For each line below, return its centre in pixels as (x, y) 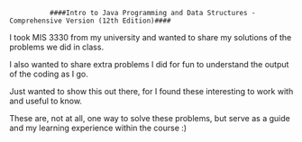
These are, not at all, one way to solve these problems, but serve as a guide (150, 118)
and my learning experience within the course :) (98, 128)
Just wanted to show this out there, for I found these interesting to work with (151, 91)
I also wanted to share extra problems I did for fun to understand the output (149, 64)
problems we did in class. (57, 47)
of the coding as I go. (49, 74)
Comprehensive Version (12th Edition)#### (90, 21)
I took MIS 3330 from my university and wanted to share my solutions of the (151, 37)
